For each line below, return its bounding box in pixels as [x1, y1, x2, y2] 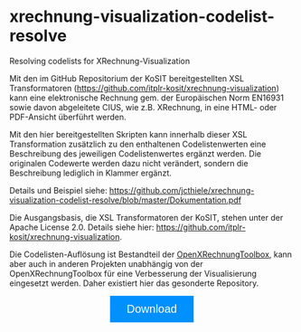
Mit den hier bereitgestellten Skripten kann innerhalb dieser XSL [9, 128, 248, 139]
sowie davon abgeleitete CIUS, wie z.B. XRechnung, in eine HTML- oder [9, 101, 277, 112]
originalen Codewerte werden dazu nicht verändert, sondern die [9, 157, 249, 168]
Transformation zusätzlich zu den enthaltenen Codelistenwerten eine [9, 138, 267, 149]
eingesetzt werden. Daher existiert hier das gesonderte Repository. [9, 278, 259, 289]
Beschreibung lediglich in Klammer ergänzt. [9, 167, 172, 178]
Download [126, 301, 178, 316]
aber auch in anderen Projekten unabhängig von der [9, 258, 203, 269]
